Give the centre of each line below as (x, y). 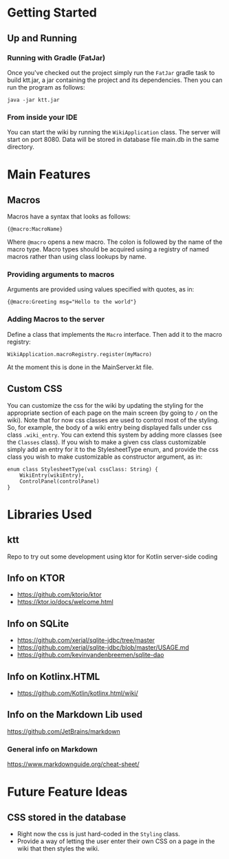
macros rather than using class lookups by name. (77, 257)
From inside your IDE (42, 117)
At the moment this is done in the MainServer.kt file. (80, 367)
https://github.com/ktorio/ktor (59, 594)
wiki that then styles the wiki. (58, 849)
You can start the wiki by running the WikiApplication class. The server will (114, 132)
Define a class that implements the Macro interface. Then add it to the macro (115, 334)
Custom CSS (35, 389)
